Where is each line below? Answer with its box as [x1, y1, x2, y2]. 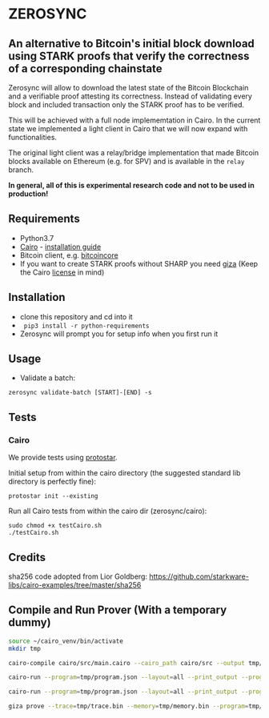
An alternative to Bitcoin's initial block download [8, 37, 255, 50]
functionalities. [8, 133, 58, 142]
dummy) [8, 616, 51, 629]
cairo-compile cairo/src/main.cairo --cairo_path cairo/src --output [8, 659, 246, 667]
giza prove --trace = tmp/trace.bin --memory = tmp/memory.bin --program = [8, 702, 249, 711]
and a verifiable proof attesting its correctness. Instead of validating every [8, 91, 252, 101]
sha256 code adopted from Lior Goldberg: [8, 572, 148, 581]
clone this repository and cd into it [19, 311, 134, 321]
